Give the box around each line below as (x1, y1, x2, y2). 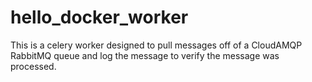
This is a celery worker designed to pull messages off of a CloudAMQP (10, 39, 303, 51)
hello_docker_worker (10, 6, 189, 29)
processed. (10, 60, 57, 72)
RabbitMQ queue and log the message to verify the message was (10, 49, 280, 61)
